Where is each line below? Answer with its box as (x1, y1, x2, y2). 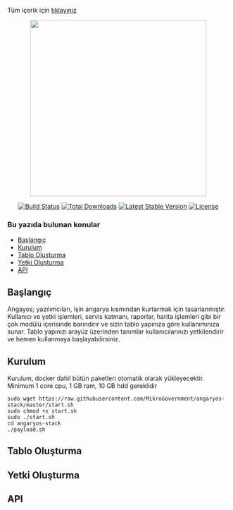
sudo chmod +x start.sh (7, 407, 77, 415)
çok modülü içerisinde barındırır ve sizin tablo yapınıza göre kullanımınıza (7, 320, 220, 329)
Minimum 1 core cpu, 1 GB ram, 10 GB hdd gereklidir (7, 381, 157, 390)
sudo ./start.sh (7, 413, 55, 420)
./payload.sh (7, 426, 46, 433)
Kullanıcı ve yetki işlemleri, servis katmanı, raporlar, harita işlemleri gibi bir (7, 312, 221, 321)
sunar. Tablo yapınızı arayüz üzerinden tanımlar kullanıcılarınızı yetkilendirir (7, 327, 224, 336)
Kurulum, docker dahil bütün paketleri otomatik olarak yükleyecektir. (7, 374, 205, 382)
